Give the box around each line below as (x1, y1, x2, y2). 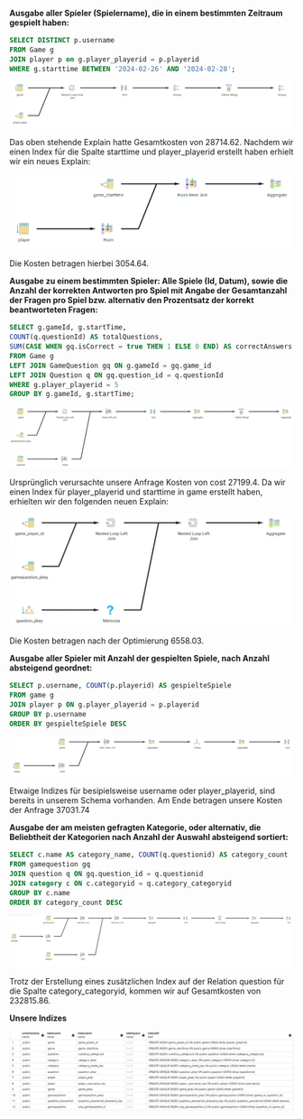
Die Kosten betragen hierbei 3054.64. (9, 258, 150, 269)
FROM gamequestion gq (9, 860, 91, 869)
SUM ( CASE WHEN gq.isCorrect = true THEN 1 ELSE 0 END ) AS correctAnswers (9, 342, 293, 351)
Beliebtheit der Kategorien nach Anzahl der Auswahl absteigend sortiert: (9, 832, 289, 843)
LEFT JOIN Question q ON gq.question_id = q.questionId (9, 370, 224, 380)
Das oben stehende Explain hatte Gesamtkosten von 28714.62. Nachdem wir (9, 137, 294, 148)
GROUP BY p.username (9, 710, 87, 719)
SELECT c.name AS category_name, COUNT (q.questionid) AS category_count (9, 850, 289, 860)
